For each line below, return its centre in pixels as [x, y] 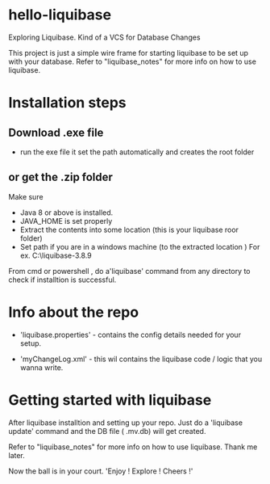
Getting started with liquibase [110, 400]
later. [17, 455]
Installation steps [67, 103]
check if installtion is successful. [62, 280]
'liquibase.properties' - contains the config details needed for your [131, 335]
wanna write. [42, 367]
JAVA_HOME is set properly [66, 221]
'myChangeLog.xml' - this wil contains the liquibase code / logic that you [141, 359]
